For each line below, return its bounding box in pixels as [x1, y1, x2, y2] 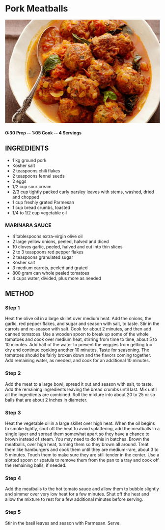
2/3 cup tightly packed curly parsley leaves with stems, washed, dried [12, 189, 154, 195]
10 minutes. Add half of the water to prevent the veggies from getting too [5, 342, 153, 348]
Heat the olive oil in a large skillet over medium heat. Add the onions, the [5, 316, 152, 322]
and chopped [12, 194, 39, 200]
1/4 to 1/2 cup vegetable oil [12, 209, 67, 215]
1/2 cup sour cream [12, 183, 52, 189]
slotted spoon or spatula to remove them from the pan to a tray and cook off [5, 457, 159, 463]
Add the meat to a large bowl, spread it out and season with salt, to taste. [5, 381, 153, 387]
